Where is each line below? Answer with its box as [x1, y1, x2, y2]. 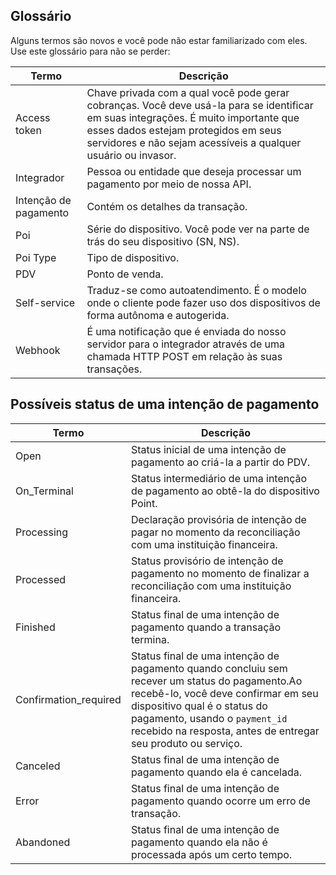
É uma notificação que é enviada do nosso [86, 324, 287, 338]
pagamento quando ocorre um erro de [130, 794, 311, 808]
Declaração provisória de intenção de [130, 512, 307, 526]
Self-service [15, 295, 76, 309]
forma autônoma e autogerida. [86, 308, 230, 322]
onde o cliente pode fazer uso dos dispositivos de [86, 295, 321, 309]
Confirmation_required [15, 692, 122, 706]
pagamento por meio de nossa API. [86, 177, 252, 191]
